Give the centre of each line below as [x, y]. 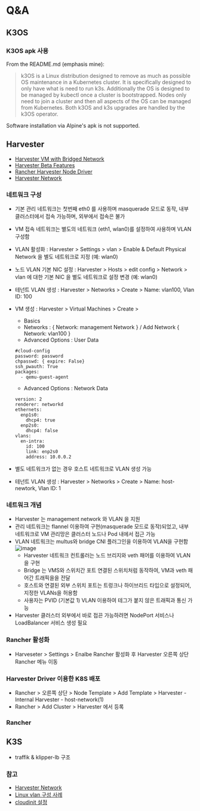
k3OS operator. [39, 114]
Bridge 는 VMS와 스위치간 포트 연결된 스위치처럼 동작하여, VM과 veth [105, 571]
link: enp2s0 [42, 451]
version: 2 [28, 399]
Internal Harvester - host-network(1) [59, 700]
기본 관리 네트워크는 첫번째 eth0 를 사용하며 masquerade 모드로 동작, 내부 [102, 209]
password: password [39, 356]
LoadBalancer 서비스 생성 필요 [51, 623]
